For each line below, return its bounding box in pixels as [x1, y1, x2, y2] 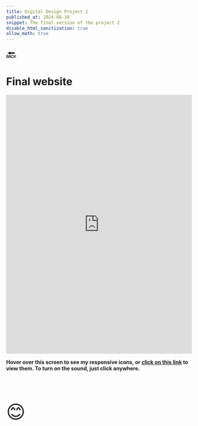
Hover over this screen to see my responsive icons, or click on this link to [6, 359, 189, 366]
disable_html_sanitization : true [6, 25, 88, 31]
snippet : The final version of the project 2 [6, 20, 120, 25]
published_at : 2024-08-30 [6, 14, 70, 20]
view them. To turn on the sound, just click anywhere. [6, 365, 140, 372]
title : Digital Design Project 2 [6, 8, 88, 15]
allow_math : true [6, 31, 49, 37]
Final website [6, 75, 72, 89]
